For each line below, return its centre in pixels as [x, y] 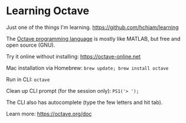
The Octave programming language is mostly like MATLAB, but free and [93, 38]
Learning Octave [48, 11]
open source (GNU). [31, 45]
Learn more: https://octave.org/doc [49, 114]
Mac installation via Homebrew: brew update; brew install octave [87, 68]
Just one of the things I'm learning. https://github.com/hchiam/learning [92, 27]
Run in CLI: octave [28, 79]
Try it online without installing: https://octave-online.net [74, 56]
